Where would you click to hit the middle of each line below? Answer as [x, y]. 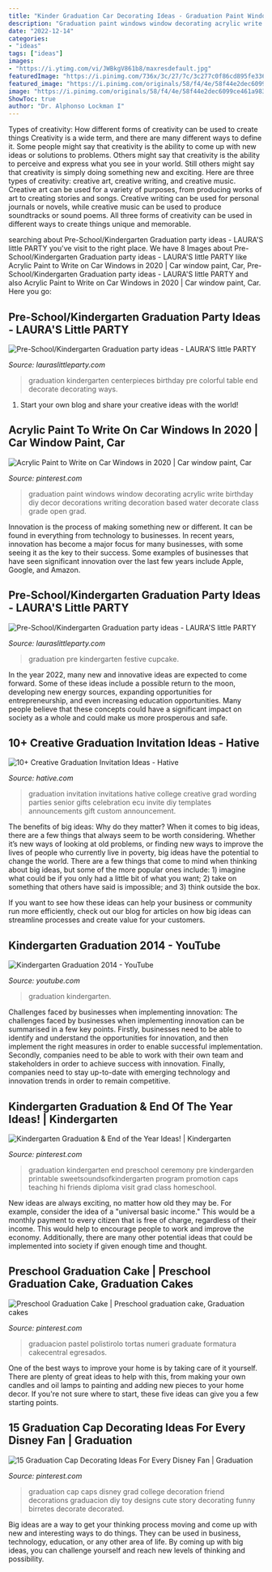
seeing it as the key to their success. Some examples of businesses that [128, 553]
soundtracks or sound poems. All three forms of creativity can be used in [130, 216]
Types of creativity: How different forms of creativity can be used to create [133, 130]
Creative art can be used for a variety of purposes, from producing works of [135, 190]
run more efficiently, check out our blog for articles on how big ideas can [130, 912]
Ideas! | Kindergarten [63, 1119]
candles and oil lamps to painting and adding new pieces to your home [126, 1385]
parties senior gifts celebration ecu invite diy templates [120, 802]
